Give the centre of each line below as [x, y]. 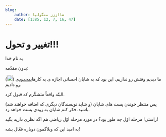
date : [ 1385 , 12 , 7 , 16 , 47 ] [45, 19]
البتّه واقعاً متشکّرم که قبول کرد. [35, 95]
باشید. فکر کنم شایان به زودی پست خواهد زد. [47, 110]
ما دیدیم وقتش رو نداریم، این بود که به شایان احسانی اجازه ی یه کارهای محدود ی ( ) [83, 79]
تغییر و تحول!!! [32, 44]
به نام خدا [14, 58]
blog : [11, 10]
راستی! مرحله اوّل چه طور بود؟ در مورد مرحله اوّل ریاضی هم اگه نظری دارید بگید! [82, 119]
